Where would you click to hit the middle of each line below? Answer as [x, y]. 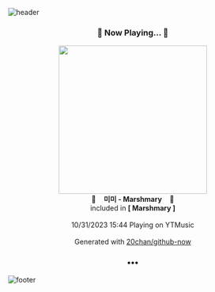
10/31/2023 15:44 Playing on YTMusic [133, 225]
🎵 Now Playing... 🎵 [133, 32]
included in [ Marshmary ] [133, 208]
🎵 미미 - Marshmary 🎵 [133, 199]
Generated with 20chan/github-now [133, 242]
